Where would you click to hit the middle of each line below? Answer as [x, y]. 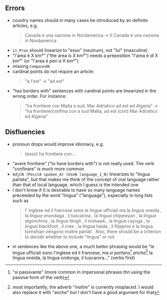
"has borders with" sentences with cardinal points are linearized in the [84, 91]
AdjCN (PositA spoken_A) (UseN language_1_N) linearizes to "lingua [81, 174]
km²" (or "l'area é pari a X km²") [45, 61]
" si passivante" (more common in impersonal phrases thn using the [81, 272]
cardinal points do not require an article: [53, 71]
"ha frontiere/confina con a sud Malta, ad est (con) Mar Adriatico [91, 111]
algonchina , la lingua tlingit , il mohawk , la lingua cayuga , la [87, 221]
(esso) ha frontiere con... [50, 154]
